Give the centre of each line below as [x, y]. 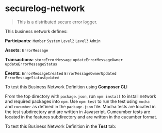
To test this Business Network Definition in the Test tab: [61, 126]
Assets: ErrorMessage [27, 50]
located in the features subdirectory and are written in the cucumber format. [81, 116]
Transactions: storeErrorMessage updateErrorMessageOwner [64, 59]
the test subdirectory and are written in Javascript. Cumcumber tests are [78, 112]
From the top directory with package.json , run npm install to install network [81, 96]
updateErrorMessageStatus [31, 64]
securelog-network [45, 8]
